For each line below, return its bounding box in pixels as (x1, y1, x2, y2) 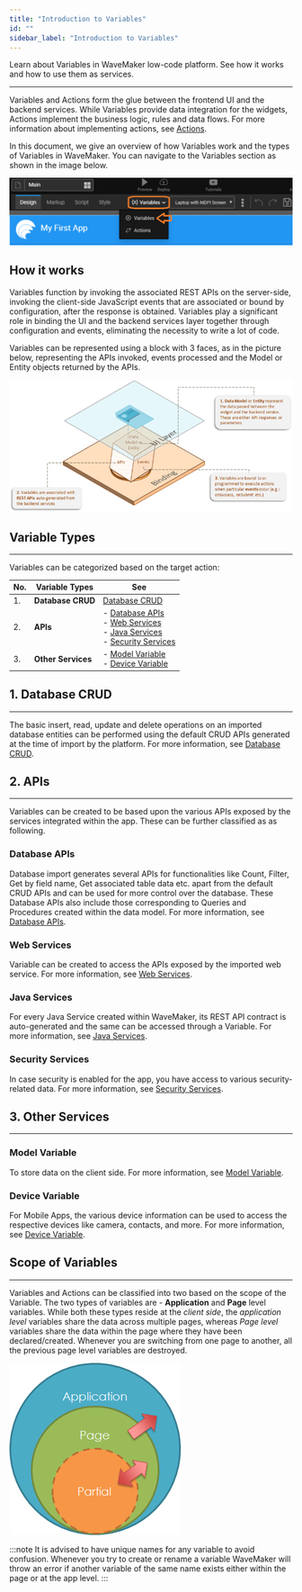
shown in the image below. (9, 160, 108, 171)
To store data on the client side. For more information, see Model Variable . (9, 1166, 284, 1178)
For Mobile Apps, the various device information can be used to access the (9, 1210, 288, 1220)
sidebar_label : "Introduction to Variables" (9, 33, 179, 42)
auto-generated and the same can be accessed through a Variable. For (9, 1021, 272, 1032)
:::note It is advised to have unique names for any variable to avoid (9, 1543, 255, 1554)
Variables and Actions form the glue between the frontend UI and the (9, 94, 265, 105)
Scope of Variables (9, 1255, 119, 1271)
